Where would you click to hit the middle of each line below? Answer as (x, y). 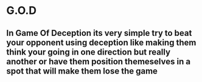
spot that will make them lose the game (82, 71)
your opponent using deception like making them (101, 42)
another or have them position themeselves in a (98, 61)
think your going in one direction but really (89, 52)
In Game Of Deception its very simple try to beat (99, 33)
